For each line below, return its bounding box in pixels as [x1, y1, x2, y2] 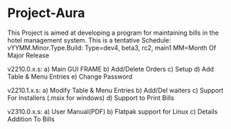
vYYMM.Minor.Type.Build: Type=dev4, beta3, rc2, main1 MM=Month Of [7, 43, 217, 52]
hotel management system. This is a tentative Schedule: [7, 35, 171, 44]
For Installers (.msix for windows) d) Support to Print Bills [7, 94, 175, 102]
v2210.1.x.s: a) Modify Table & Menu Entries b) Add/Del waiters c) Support [7, 86, 224, 94]
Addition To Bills [7, 115, 55, 123]
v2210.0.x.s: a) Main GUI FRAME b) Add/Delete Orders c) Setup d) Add [7, 64, 215, 73]
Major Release [7, 51, 50, 60]
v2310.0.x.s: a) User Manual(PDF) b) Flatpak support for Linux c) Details [7, 107, 218, 116]
